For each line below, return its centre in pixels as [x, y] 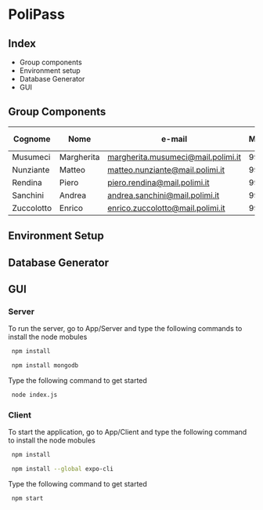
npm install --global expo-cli [62, 469]
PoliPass [36, 15]
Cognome [32, 139]
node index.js [34, 395]
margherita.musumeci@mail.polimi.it [174, 157]
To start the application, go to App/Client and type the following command [128, 432]
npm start [27, 498]
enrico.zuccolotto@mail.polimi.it [166, 208]
